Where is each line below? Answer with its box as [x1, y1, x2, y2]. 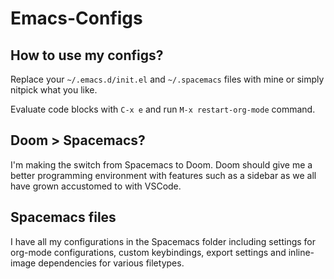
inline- [288, 246, 315, 258]
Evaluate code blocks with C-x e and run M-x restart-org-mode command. [10, 103, 316, 115]
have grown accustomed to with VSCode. [10, 180, 182, 192]
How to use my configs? [10, 47, 164, 64]
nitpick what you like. [10, 84, 98, 96]
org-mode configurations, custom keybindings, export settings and [10, 246, 287, 258]
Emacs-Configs [10, 7, 143, 30]
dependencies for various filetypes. [38, 257, 185, 269]
